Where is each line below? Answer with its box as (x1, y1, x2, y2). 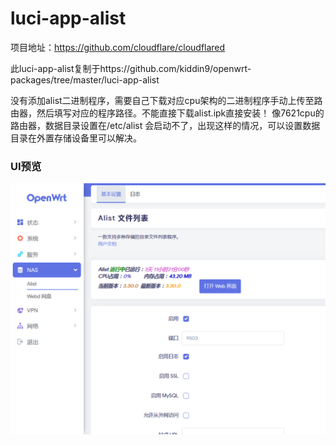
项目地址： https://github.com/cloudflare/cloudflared (10, 41, 226, 53)
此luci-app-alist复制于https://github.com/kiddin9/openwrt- (10, 62, 252, 74)
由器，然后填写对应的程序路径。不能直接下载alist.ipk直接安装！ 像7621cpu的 (10, 107, 325, 119)
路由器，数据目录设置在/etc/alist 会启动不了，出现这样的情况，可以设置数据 (10, 119, 321, 131)
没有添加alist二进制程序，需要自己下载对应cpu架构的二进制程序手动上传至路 (10, 94, 323, 106)
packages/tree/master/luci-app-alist (10, 73, 160, 86)
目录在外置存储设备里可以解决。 (10, 132, 142, 144)
